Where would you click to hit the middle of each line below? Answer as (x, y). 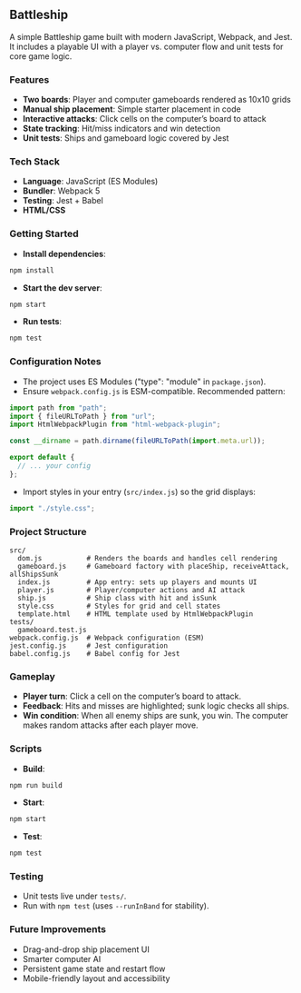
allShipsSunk (34, 574)
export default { (42, 458)
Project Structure (48, 531)
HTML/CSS (44, 210)
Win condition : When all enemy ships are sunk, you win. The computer (155, 716)
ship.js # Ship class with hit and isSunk (117, 598)
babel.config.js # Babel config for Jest (95, 653)
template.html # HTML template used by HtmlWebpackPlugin (136, 614)
